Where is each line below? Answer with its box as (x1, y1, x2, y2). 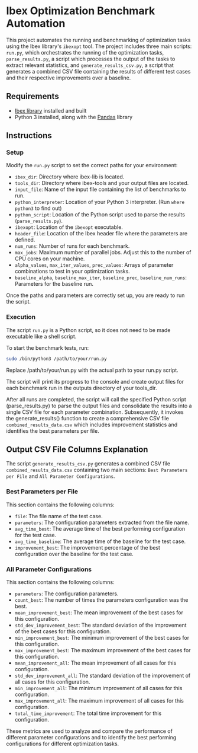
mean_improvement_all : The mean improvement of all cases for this (14, 659, 177, 666)
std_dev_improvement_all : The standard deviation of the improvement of (14, 672, 191, 679)
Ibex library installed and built (14, 107, 87, 114)
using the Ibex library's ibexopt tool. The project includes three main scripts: (6, 43, 192, 50)
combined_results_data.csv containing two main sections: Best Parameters (6, 467, 188, 474)
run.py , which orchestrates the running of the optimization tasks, (6, 49, 164, 56)
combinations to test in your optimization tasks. (14, 268, 130, 275)
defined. (14, 236, 35, 244)
